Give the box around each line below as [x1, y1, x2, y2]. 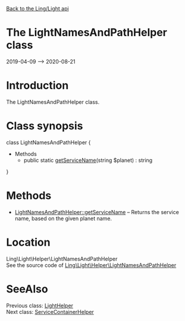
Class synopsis [6, 119, 83, 133]
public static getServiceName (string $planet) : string [23, 157, 153, 164]
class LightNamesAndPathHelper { [6, 139, 91, 146]
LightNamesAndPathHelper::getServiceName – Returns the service [14, 208, 180, 215]
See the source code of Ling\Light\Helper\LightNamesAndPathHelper [6, 261, 177, 269]
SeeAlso [6, 282, 49, 295]
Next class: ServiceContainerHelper [6, 308, 94, 315]
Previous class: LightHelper [6, 302, 73, 309]
